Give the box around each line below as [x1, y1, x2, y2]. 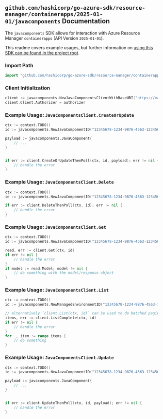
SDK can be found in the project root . [5, 50, 80, 55]
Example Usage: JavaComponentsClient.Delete [5, 179, 114, 185]
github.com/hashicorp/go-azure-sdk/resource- [5, 4, 146, 12]
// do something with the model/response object [14, 271, 114, 275]
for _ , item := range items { [5, 333, 66, 338]
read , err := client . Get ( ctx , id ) [5, 248, 75, 253]
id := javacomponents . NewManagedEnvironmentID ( [5, 302, 103, 307]
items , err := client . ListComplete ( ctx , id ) [5, 315, 97, 321]
